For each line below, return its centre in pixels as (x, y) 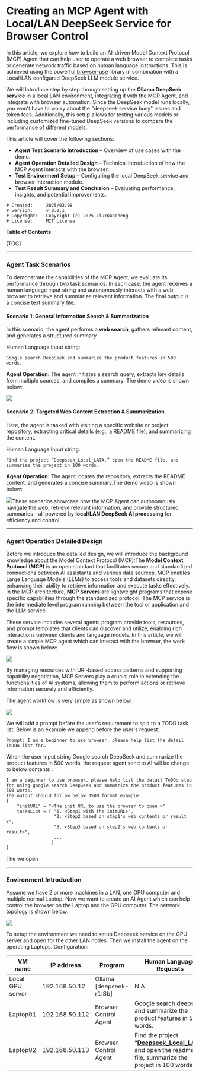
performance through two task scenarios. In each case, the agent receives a (99, 284)
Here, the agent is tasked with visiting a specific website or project (87, 425)
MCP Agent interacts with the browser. (62, 169)
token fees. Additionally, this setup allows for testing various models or (92, 115)
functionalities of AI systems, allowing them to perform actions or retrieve (96, 683)
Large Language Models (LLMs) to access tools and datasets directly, (91, 579)
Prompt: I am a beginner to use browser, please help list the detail (95, 740)
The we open (22, 858)
